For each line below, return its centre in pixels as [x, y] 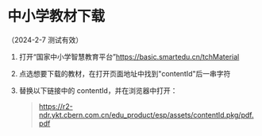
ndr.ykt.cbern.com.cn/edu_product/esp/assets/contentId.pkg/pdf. [146, 115]
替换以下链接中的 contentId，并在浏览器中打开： [98, 90]
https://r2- [56, 106]
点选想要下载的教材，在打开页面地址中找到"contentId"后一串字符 [125, 73]
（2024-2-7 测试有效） [45, 40]
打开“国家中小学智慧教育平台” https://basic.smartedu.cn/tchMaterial [129, 56]
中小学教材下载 [56, 16]
